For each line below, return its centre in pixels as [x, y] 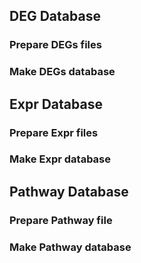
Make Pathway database [70, 247]
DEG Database [55, 16]
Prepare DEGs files [55, 45]
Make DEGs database [62, 72]
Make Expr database [60, 159]
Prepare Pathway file [61, 220]
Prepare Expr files [54, 132]
